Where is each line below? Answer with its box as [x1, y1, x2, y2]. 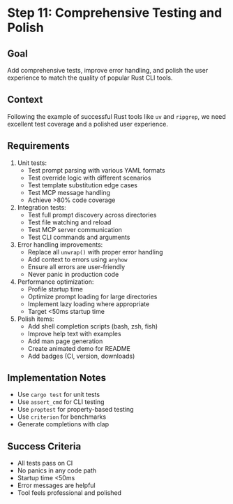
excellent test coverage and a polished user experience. [7, 120, 169, 128]
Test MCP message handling [27, 188, 110, 196]
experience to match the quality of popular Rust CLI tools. [7, 73, 173, 82]
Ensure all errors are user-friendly [27, 262, 126, 271]
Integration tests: [17, 203, 66, 211]
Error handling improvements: [17, 240, 103, 249]
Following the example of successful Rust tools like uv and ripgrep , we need [7, 112, 227, 120]
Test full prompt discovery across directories [27, 210, 157, 219]
